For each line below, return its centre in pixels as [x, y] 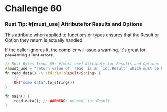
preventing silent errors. [30, 55]
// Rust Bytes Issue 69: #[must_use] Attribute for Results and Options [82, 64]
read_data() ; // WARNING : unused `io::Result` [63, 101]
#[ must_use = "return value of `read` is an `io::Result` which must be [82, 69]
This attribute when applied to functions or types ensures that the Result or [82, 35]
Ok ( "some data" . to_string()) [44, 82]
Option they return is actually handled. [44, 40]
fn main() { [17, 96]
